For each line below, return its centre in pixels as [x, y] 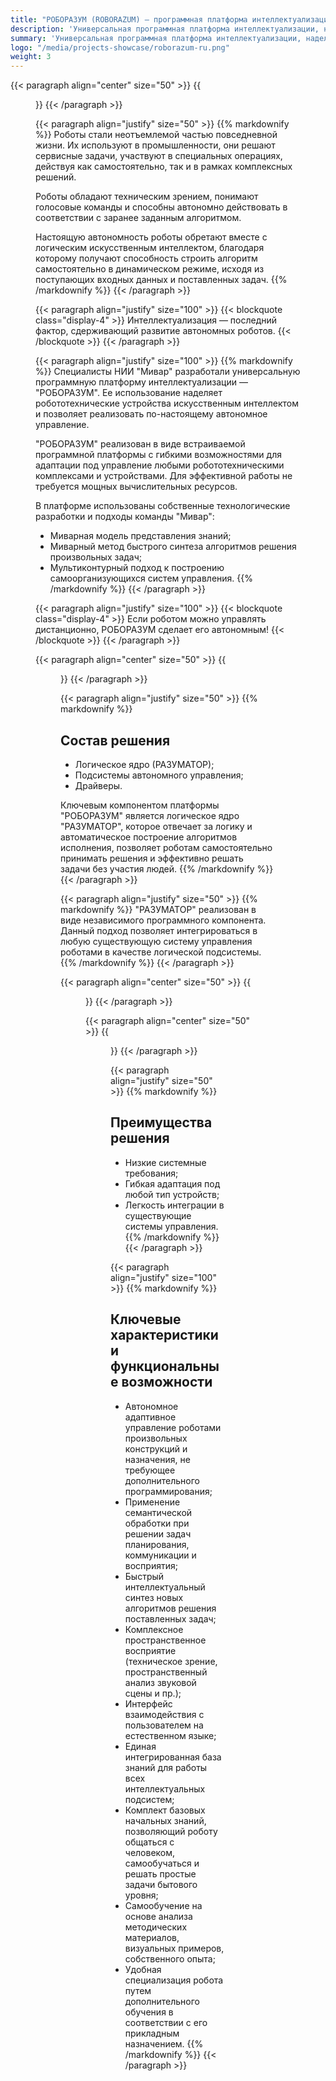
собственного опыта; [170, 1958]
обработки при [157, 1523]
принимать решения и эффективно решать [152, 858]
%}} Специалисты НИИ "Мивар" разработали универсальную [168, 372]
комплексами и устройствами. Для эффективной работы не [164, 476]
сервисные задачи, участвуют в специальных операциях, [159, 156]
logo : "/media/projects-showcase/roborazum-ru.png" [120, 47]
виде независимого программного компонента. [163, 920]
